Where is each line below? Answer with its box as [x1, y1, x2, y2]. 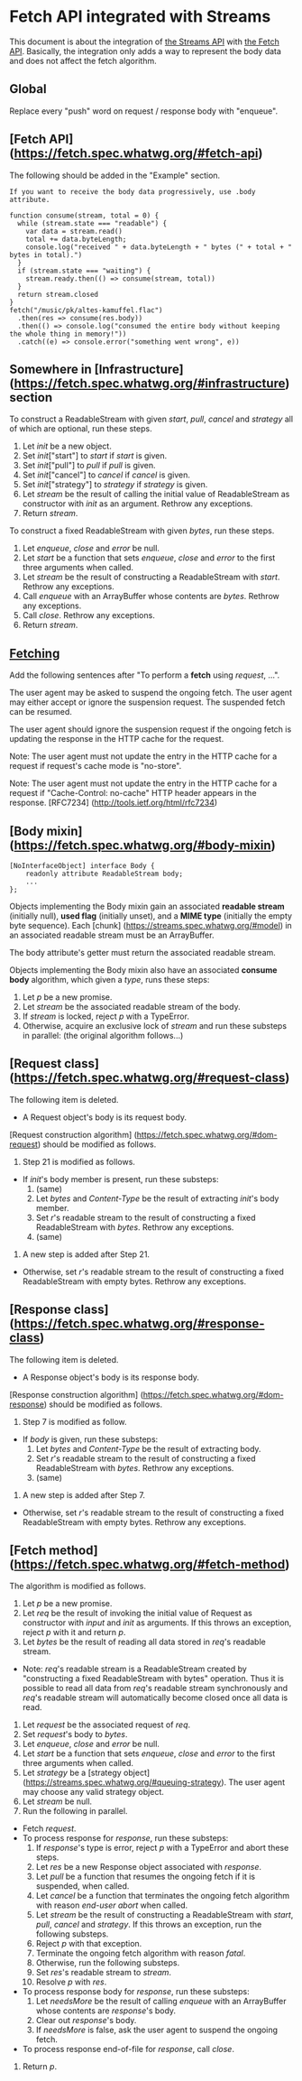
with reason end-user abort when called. [35, 1900, 188, 1910]
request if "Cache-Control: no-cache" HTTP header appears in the [9, 788, 257, 799]
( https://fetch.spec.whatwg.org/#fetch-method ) [9, 1557, 290, 1572]
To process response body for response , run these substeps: [22, 1986, 250, 1997]
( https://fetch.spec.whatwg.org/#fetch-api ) [9, 146, 263, 162]
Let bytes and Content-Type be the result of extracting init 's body [35, 1193, 279, 1204]
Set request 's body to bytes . [22, 1729, 128, 1740]
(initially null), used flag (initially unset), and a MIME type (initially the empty [9, 911, 293, 921]
